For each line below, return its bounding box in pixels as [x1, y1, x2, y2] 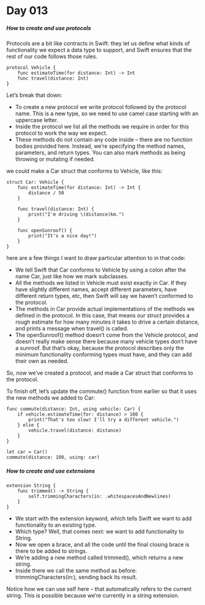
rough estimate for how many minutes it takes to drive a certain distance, [15, 318, 199, 325]
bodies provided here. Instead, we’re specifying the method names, [15, 142, 186, 150]
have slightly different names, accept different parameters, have [15, 286, 177, 293]
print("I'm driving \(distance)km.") [28, 211, 124, 218]
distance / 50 [28, 190, 64, 196]
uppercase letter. [15, 116, 59, 124]
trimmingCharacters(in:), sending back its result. [15, 574, 138, 581]
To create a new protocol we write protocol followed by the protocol [15, 104, 187, 111]
